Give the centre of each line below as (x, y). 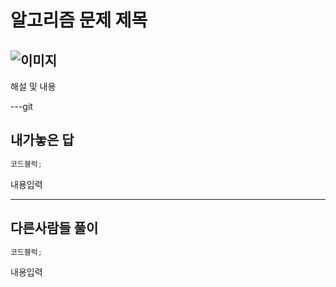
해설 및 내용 (33, 86)
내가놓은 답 (42, 140)
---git (21, 106)
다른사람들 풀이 (54, 228)
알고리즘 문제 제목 (79, 20)
